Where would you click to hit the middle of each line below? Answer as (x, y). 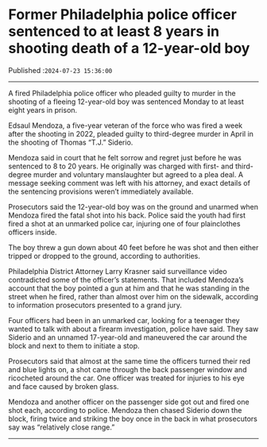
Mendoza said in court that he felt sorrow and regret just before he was (125, 157)
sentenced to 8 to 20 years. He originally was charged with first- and (121, 166)
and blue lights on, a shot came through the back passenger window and (128, 369)
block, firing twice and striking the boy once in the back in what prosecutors (133, 418)
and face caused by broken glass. (64, 386)
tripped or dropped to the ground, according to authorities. (104, 256)
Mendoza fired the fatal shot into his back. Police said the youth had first (127, 215)
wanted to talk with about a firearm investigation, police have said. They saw (133, 329)
